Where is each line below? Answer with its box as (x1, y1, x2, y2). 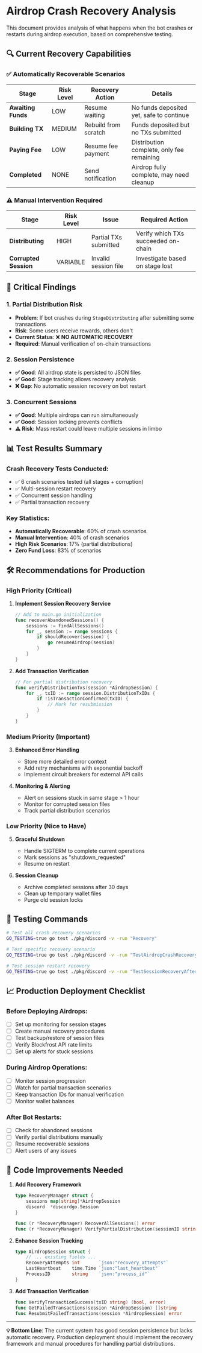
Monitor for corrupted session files (23, 800, 110, 808)
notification (84, 174, 117, 182)
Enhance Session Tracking (14, 1237, 83, 1244)
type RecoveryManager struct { (14, 1193, 94, 1199)
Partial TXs (91, 233, 122, 241)
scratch (84, 128, 106, 136)
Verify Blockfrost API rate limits (14, 1041, 93, 1048)
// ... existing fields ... (26, 1254, 96, 1260)
